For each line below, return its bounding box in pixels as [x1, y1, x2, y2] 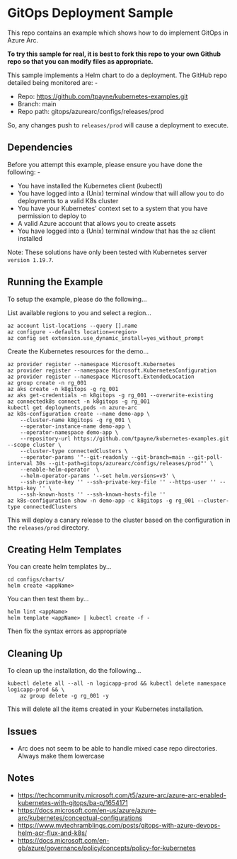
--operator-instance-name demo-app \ [20, 423, 132, 430]
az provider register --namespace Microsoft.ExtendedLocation [7, 373, 195, 380]
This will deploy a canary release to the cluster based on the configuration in [7, 516, 231, 524]
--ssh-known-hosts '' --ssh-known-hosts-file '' [20, 491, 166, 498]
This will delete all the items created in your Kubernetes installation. [7, 705, 204, 713]
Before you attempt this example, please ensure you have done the [7, 160, 203, 169]
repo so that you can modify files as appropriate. [7, 57, 154, 65]
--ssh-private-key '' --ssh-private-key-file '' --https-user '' [20, 478, 217, 486]
